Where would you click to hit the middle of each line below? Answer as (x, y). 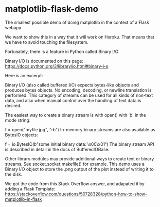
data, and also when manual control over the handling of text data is (73, 100)
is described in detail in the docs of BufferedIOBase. (57, 149)
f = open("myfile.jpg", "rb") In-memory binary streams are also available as (80, 129)
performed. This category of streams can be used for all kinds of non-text (79, 95)
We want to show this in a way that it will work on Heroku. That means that (80, 37)
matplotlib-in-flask (24, 199)
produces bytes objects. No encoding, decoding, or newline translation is (78, 90)
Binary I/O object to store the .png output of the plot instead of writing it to (80, 169)
